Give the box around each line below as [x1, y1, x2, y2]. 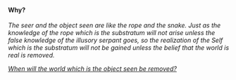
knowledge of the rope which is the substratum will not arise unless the [8, 29, 216, 37]
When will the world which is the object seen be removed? [8, 65, 177, 73]
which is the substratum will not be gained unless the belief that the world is [8, 44, 230, 52]
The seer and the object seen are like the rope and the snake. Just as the [8, 21, 221, 29]
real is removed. [8, 51, 55, 60]
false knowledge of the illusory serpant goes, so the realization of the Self [8, 36, 223, 45]
